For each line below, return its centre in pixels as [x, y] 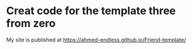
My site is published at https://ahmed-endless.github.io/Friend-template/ [96, 40]
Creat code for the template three [91, 11]
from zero [31, 23]
